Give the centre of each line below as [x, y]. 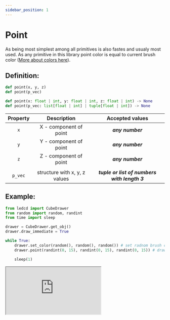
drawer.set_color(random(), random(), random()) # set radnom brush [88, 245]
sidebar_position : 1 [27, 10]
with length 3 [127, 179]
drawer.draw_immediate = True [37, 232]
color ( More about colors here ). [38, 60]
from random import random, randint [44, 213]
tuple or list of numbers [127, 172]
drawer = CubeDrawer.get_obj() [38, 227]
